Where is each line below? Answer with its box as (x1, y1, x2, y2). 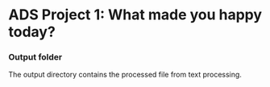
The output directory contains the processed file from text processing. (8, 70, 242, 80)
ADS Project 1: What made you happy (8, 6, 263, 24)
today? (8, 23, 56, 41)
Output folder (8, 52, 63, 63)
